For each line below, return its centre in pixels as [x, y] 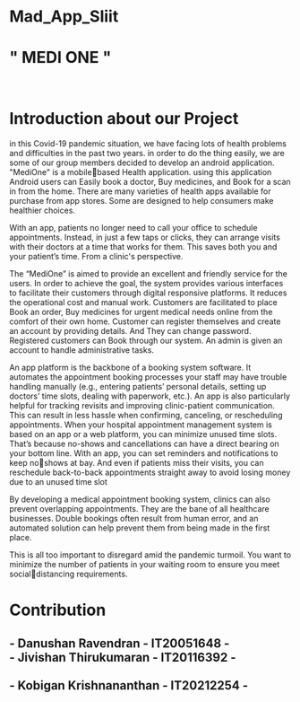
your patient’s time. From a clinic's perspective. [96, 257]
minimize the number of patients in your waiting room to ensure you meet [145, 565]
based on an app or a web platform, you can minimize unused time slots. [143, 434]
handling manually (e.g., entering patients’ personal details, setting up [138, 387]
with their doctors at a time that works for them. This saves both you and [143, 247]
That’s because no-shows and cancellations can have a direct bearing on [144, 444]
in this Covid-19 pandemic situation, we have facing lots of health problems [148, 144]
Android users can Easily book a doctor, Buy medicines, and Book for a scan [150, 182]
